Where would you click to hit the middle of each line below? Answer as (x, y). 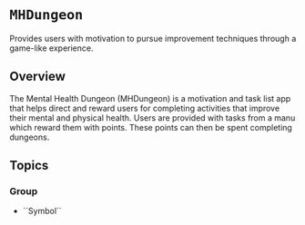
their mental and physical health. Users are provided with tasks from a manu (152, 117)
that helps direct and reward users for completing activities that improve (145, 108)
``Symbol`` (42, 211)
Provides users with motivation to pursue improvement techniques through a (153, 38)
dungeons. (30, 137)
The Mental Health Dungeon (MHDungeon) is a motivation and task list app (150, 98)
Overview (38, 77)
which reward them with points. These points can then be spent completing (151, 127)
